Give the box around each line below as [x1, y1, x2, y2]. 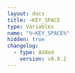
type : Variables [7, 23, 54, 30]
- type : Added [13, 49, 54, 56]
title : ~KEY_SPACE [7, 17, 60, 24]
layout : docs [7, 10, 45, 17]
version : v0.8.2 [19, 56, 67, 63]
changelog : [7, 42, 39, 49]
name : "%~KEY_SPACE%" [7, 29, 70, 37]
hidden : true [7, 36, 45, 43]
